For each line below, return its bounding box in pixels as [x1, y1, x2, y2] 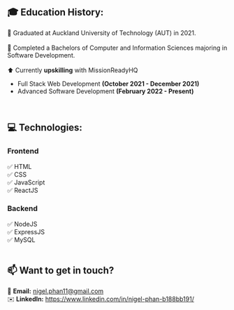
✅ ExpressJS [7, 227, 45, 236]
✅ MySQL [7, 235, 36, 244]
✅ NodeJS [7, 220, 38, 228]
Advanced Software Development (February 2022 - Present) [17, 87, 194, 95]
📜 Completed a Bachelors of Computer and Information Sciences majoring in [7, 43, 228, 52]
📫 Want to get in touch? [7, 264, 115, 276]
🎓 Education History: [7, 6, 104, 18]
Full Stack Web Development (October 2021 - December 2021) [17, 79, 200, 88]
